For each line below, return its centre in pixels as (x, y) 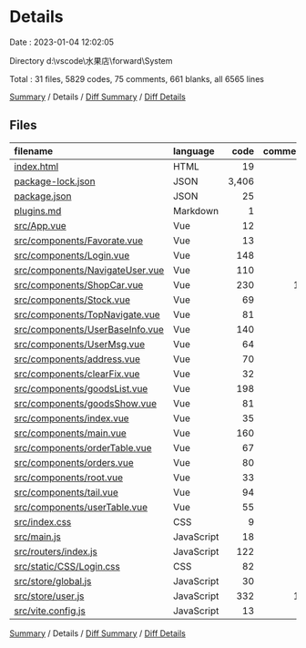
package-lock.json (55, 181)
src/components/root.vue (69, 478)
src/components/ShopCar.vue (79, 284)
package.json (43, 196)
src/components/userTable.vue (81, 507)
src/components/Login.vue (72, 255)
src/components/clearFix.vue (77, 374)
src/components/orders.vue (74, 462)
